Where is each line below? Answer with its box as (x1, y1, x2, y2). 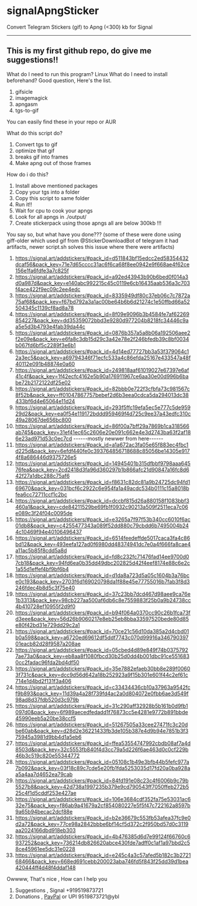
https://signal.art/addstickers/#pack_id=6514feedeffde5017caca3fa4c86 (15, 534, 191, 541)
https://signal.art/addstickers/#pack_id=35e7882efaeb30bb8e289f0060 (15, 665, 191, 672)
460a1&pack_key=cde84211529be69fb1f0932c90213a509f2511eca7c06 (15, 503, 189, 510)
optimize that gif (15, 147, 55, 154)
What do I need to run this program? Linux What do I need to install (6, 70, 168, 77)
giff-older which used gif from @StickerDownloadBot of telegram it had (6, 237, 179, 244)
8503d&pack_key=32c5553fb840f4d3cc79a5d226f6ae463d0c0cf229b (15, 746, 189, 753)
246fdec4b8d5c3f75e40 (15, 584, 75, 591)
